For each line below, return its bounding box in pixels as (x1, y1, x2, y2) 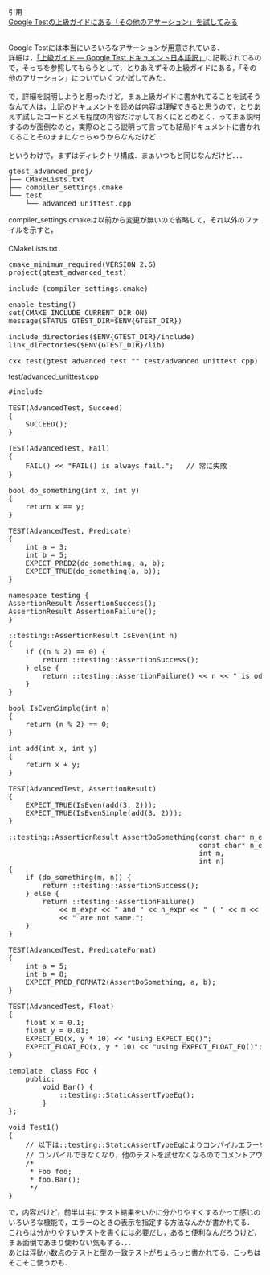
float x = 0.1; (25, 1018, 85, 1027)
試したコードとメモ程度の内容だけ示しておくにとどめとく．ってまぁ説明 (22, 112, 261, 121)
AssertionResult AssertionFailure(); (8, 607, 157, 616)
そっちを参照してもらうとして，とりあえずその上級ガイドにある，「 (22, 63, 243, 73)
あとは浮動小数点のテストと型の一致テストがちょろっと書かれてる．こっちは (8, 1248, 261, 1257)
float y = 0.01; (25, 1026, 90, 1035)
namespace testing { (8, 591, 90, 600)
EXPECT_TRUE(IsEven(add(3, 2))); (25, 800, 157, 809)
